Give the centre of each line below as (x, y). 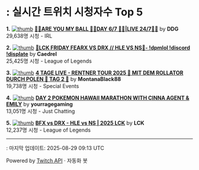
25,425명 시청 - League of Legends (49, 61)
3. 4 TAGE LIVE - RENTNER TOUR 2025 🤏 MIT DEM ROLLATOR (95, 73)
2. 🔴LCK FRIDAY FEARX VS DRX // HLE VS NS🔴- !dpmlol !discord (98, 47)
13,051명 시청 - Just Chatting (41, 111)
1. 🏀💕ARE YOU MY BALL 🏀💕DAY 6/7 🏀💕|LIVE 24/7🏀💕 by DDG (92, 29)
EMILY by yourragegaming (39, 104)
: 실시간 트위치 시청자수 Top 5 (75, 12)
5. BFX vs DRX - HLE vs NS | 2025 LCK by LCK (75, 123)
